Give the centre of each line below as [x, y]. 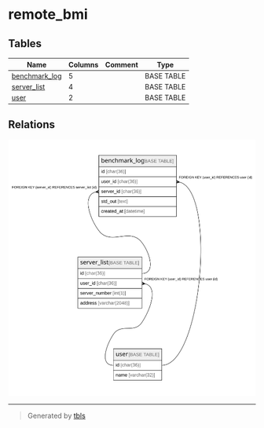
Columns [83, 64]
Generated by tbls [57, 415]
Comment [122, 64]
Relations [32, 124]
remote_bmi [48, 15]
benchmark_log [37, 75]
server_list [28, 87]
